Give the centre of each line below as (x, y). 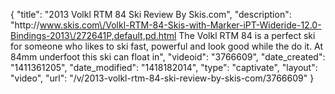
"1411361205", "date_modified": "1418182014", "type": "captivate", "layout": (164, 67)
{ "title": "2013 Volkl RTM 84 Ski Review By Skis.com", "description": (151, 14)
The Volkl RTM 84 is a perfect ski (247, 35)
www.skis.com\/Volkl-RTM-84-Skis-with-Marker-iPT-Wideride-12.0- (180, 25)
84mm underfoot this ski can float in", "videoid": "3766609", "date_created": (168, 57)
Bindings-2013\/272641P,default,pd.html (93, 35)
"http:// (25, 25)
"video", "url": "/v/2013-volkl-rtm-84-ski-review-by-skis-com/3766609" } (162, 78)
